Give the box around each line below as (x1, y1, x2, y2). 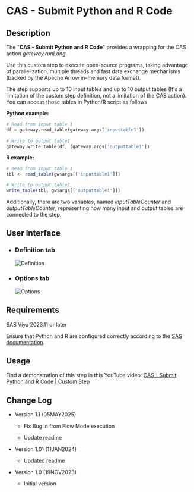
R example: (6, 154, 34, 161)
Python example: (6, 110, 49, 117)
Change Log (6, 395, 52, 405)
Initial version (23, 480, 56, 487)
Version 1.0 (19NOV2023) (14, 469, 77, 476)
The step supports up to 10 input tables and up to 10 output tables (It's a (6, 86, 182, 93)
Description (6, 28, 50, 38)
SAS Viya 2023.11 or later (6, 321, 67, 328)
